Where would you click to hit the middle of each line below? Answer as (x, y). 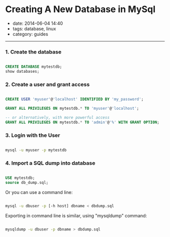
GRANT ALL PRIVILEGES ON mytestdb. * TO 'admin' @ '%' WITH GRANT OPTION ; (82, 122)
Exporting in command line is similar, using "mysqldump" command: (76, 215)
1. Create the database (33, 52)
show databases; (22, 72)
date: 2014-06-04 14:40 (38, 23)
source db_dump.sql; (27, 183)
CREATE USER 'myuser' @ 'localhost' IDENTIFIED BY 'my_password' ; (74, 100)
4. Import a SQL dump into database (50, 163)
